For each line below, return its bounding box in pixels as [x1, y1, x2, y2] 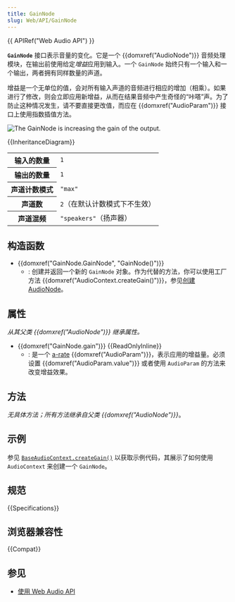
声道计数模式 [11, 185, 54, 195]
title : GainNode [7, 10, 55, 18]
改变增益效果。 [27, 368, 72, 376]
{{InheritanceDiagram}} [7, 137, 75, 146]
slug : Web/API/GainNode [7, 17, 77, 24]
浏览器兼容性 [7, 526, 63, 538]
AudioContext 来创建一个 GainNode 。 [7, 462, 111, 470]
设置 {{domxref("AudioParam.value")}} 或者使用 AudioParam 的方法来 [27, 359, 227, 367]
